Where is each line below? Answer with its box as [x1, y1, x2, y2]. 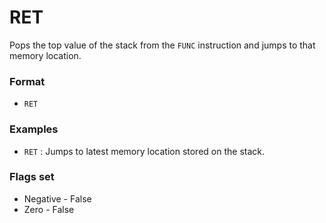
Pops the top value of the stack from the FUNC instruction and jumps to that [9, 39, 316, 51]
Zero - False [23, 203, 75, 215]
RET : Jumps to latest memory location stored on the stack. [23, 145, 266, 157]
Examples [9, 122, 59, 136]
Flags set [9, 170, 55, 184]
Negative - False [23, 192, 92, 205]
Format [9, 74, 46, 88]
